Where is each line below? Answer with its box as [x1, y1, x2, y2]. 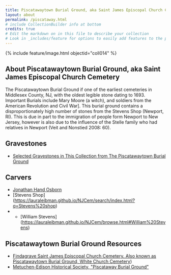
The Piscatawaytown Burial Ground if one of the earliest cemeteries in [5, 86, 152, 93]
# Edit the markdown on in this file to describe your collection [5, 31, 149, 36]
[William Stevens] [20, 214, 57, 220]
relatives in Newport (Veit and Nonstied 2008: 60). [5, 124, 111, 130]
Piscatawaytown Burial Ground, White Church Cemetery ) [12, 259, 132, 265]
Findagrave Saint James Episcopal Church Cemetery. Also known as [12, 253, 157, 259]
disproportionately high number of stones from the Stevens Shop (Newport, [5, 108, 164, 114]
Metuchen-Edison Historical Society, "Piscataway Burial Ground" [12, 264, 149, 270]
